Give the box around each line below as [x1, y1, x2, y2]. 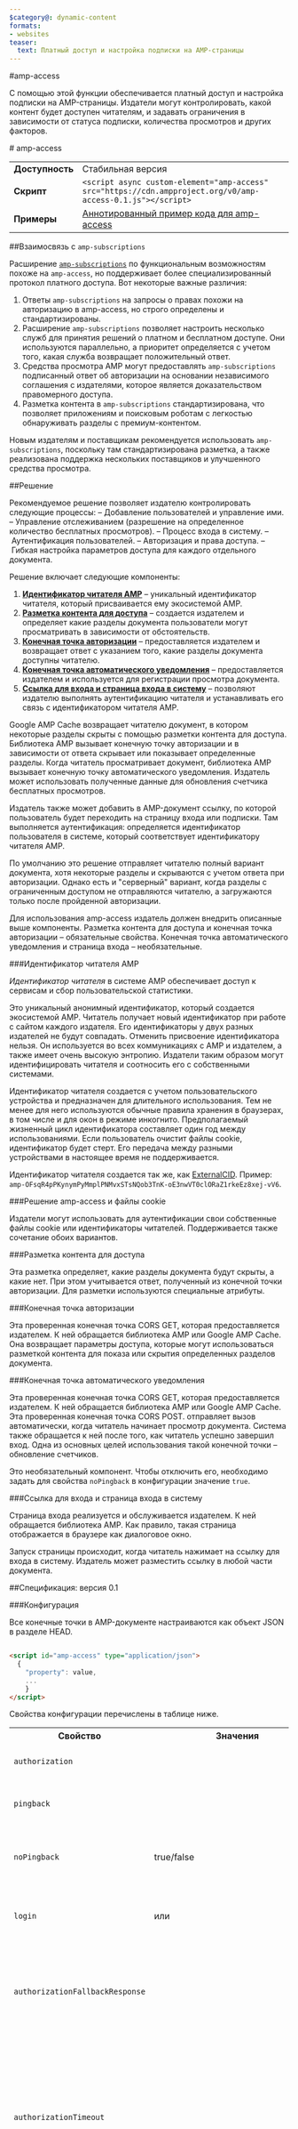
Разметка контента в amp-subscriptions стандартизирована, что [21, 399, 265, 409]
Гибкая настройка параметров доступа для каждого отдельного [11, 544, 257, 556]
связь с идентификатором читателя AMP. [21, 702, 179, 713]
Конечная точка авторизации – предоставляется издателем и [21, 636, 260, 647]
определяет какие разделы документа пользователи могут [21, 617, 248, 628]
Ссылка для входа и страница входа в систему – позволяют [21, 683, 256, 694]
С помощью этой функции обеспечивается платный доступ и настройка [9, 88, 284, 99]
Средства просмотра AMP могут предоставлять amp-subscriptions [21, 361, 277, 372]
